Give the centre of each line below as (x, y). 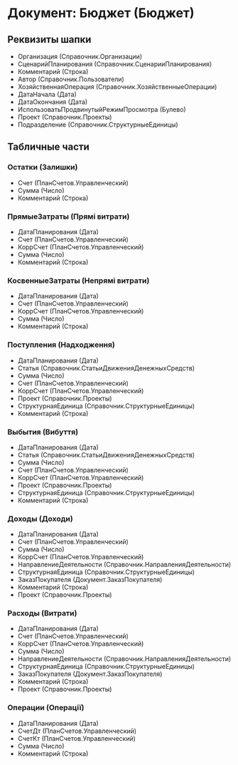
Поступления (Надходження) (61, 345)
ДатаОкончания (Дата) (53, 102)
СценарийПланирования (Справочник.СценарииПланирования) (114, 64)
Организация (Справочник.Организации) (80, 56)
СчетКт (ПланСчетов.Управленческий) (77, 738)
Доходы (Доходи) (40, 519)
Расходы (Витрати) (42, 613)
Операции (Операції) (46, 708)
